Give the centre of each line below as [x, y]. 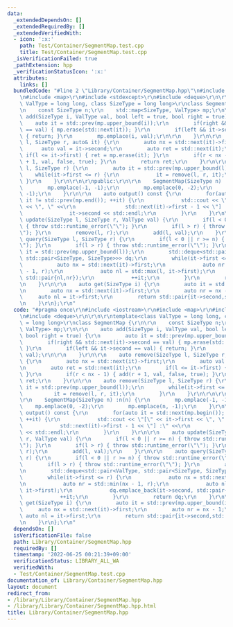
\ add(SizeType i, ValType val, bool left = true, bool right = [114, 116]
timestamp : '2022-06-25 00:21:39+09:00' [72, 555]
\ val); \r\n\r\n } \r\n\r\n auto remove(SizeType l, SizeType [119, 355]
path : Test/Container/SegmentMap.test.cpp [82, 46]
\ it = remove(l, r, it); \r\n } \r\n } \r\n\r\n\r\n [124, 394]
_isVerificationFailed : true [55, 59]
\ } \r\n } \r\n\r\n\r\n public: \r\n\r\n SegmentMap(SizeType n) [121, 181]
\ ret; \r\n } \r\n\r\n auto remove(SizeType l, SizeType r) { [119, 381]
